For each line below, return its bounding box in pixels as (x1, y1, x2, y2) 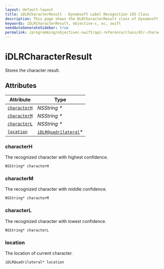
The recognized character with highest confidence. (5, 154, 108, 160)
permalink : (5, 30, 27, 35)
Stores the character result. (5, 67, 60, 73)
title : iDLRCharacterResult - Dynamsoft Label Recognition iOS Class (5, 12, 150, 17)
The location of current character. (5, 250, 73, 256)
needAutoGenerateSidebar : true (5, 26, 69, 30)
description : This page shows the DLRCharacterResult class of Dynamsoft (5, 16, 159, 21)
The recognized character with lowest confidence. (5, 218, 106, 224)
